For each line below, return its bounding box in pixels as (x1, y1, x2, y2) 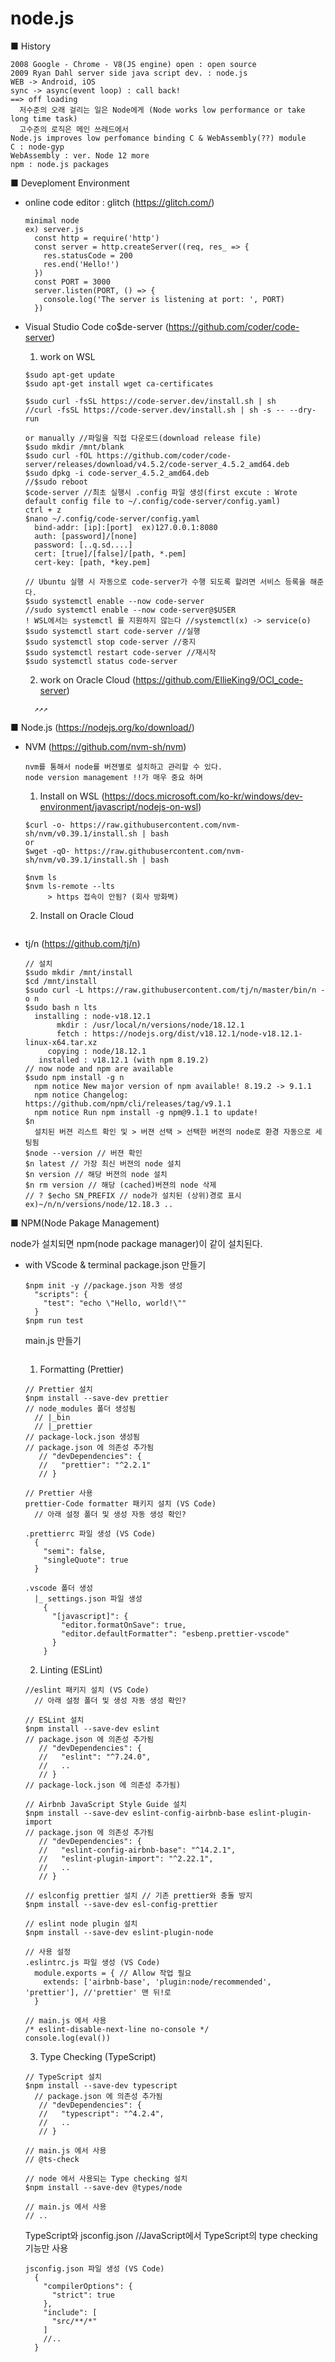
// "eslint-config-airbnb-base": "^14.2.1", (38, 1845, 237, 1855)
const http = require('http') (34, 233, 160, 243)
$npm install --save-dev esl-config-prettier (24, 1899, 218, 1909)
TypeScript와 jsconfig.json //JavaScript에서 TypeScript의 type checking (24, 2229, 318, 2241)
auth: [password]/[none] (34, 531, 138, 541)
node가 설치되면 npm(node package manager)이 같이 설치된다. (10, 1237, 263, 1249)
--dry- (289, 405, 317, 415)
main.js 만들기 (24, 1334, 82, 1346)
